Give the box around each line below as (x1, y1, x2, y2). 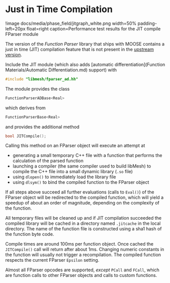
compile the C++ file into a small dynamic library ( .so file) (12, 169, 133, 175)
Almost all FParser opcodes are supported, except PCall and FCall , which (5, 267, 160, 273)
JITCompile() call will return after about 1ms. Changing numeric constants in (5, 247, 164, 253)
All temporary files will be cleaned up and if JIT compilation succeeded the (5, 215, 162, 221)
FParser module (5, 31, 39, 37)
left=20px (5, 25, 26, 31)
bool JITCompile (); (5, 133, 47, 139)
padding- (138, 20, 157, 26)
